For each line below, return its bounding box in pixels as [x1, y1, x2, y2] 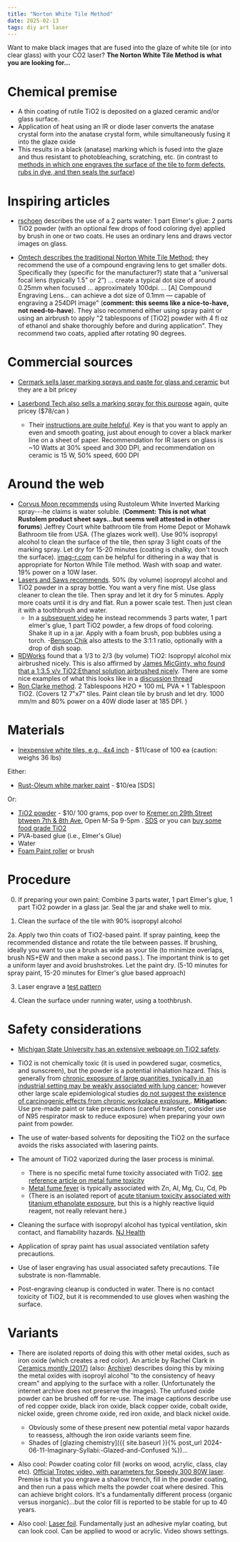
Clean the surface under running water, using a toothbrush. [17, 996, 193, 1005]
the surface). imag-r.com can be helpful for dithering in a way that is [17, 553, 219, 562]
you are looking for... [7, 59, 71, 67]
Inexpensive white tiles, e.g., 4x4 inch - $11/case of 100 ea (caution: [17, 746, 218, 755]
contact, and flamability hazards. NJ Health [17, 1228, 146, 1236]
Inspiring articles [7, 193, 111, 209]
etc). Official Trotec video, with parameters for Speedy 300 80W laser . [17, 1467, 225, 1476]
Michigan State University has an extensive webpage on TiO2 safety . [17, 1045, 221, 1053]
